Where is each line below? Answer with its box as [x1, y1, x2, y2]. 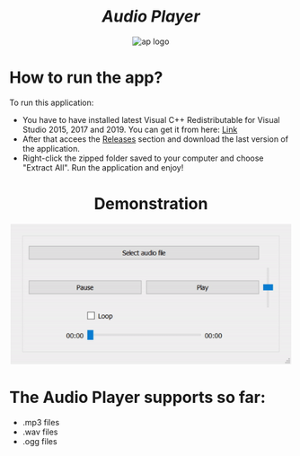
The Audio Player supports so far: [9, 388, 267, 408]
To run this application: [9, 97, 94, 108]
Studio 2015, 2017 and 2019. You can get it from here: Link [22, 124, 238, 135]
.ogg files [22, 435, 57, 446]
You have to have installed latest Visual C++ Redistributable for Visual [22, 114, 280, 125]
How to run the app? [9, 67, 163, 88]
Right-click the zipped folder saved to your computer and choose [22, 153, 264, 163]
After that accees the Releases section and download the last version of [22, 133, 289, 145]
